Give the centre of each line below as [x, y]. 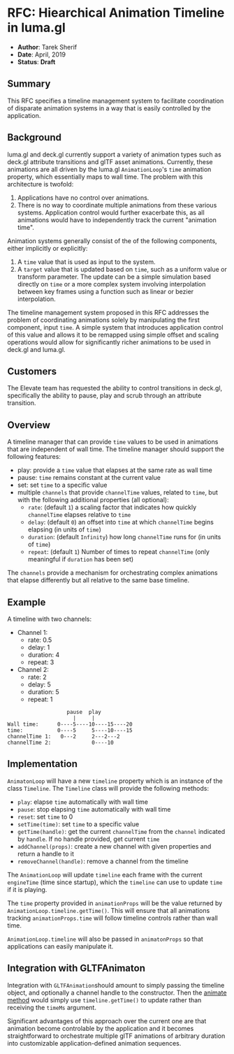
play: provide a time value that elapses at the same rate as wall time [115, 470]
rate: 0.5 [40, 640]
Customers [32, 371]
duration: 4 [44, 655]
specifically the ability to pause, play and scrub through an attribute [104, 395]
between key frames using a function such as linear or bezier [105, 291]
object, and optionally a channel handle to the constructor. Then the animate [117, 993]
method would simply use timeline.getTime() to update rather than [104, 1000]
